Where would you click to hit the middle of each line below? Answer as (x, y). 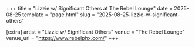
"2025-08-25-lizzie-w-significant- (138, 15)
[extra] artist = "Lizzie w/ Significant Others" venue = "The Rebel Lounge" (95, 32)
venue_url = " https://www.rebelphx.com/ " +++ (63, 38)
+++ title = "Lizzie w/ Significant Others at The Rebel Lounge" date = (90, 8)
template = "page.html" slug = (59, 15)
